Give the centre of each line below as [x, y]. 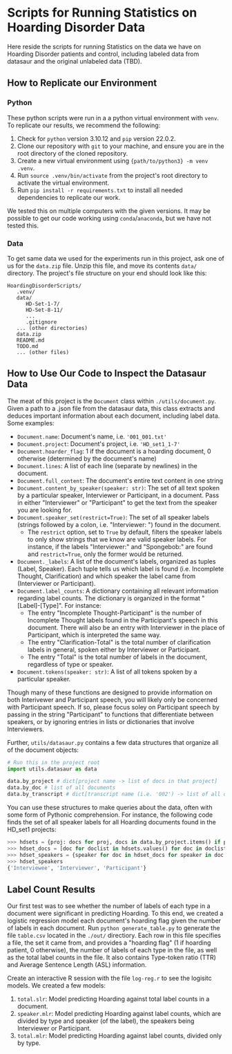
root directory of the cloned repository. [72, 153]
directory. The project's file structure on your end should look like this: [107, 273]
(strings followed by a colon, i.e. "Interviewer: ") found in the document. [119, 524]
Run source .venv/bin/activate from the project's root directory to [113, 175]
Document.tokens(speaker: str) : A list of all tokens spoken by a [107, 672]
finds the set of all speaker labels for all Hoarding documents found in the [112, 822]
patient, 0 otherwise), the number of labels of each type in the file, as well [112, 950]
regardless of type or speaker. [70, 664]
